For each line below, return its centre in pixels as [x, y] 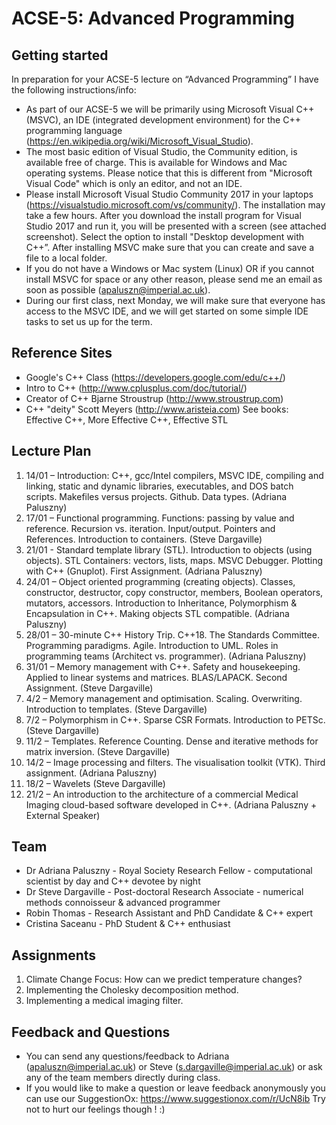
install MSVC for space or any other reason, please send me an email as [174, 279]
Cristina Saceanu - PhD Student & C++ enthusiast [128, 924]
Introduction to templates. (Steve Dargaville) [116, 709]
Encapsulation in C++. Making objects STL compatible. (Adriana [157, 613]
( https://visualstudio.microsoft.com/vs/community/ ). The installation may [175, 205]
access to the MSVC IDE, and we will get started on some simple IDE [167, 311]
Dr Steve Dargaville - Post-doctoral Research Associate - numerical [164, 892]
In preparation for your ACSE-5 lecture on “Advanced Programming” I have [165, 79]
